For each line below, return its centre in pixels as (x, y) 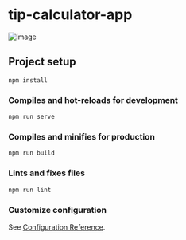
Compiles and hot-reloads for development (93, 100)
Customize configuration (58, 210)
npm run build (32, 153)
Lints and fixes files (47, 173)
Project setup (43, 62)
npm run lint (30, 190)
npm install (28, 80)
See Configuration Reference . (57, 227)
